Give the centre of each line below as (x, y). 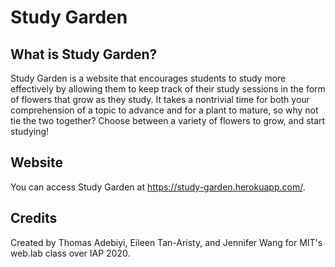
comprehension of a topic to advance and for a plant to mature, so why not (164, 110)
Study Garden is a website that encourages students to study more (148, 78)
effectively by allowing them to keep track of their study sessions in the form (168, 89)
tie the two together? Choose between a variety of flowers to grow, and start (168, 120)
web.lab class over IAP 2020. (70, 253)
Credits (34, 218)
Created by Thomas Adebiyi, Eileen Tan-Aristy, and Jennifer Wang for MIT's (166, 242)
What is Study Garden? (84, 54)
